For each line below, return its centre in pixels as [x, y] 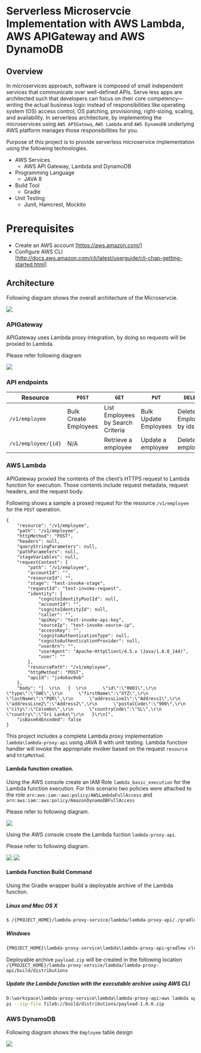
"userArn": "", [57, 646]
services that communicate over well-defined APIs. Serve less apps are [94, 92]
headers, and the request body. [45, 491]
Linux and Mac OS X [32, 906]
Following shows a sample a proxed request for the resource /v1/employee [98, 503]
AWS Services [32, 160]
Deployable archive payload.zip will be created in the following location [94, 960]
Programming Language [45, 173]
